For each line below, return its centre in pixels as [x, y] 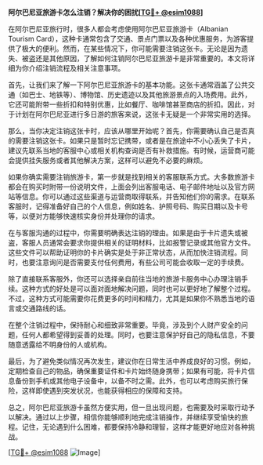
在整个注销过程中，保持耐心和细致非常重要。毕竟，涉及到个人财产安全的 [124, 325]
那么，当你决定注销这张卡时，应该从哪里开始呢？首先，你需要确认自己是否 [128, 131]
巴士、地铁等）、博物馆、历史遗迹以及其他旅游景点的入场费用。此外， [140, 94]
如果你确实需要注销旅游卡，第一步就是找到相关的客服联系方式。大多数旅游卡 [131, 177]
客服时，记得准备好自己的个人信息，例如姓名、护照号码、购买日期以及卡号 [128, 206]
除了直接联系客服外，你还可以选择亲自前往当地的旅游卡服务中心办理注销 [124, 279]
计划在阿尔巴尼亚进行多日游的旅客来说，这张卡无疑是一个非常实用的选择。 [135, 114]
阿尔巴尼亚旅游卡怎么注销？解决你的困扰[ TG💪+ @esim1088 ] [106, 12]
